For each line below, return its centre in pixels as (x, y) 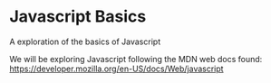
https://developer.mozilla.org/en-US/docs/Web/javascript (116, 69)
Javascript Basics (78, 17)
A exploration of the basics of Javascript (85, 41)
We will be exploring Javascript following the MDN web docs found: (136, 59)
